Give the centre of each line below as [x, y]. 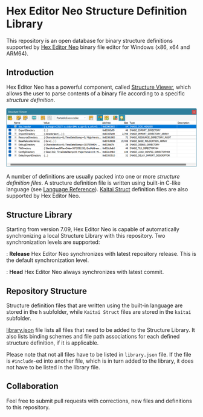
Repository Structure [47, 291]
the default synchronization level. [48, 260]
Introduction [30, 73]
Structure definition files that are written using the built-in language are [95, 305]
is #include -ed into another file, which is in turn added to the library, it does [100, 361]
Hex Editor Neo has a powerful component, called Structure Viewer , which [99, 87]
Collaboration [32, 387]
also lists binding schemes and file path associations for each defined [93, 337]
